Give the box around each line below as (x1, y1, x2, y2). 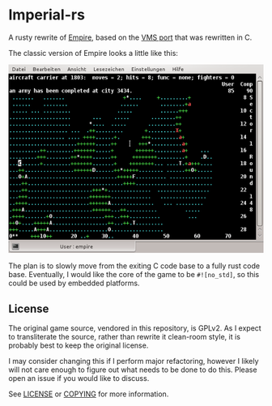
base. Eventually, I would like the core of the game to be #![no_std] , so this (8, 270, 260, 280)
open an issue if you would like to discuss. (8, 374, 150, 383)
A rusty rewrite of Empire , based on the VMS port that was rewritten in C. (8, 32, 253, 42)
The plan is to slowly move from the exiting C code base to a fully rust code (8, 261, 261, 271)
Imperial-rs (8, 6, 85, 24)
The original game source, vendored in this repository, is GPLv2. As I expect (8, 323, 261, 333)
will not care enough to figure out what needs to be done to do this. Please (8, 365, 257, 374)
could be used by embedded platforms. (8, 278, 140, 288)
